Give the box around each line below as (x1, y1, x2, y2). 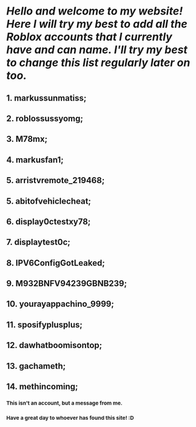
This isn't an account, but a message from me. (6, 399, 123, 406)
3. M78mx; (6, 134, 48, 144)
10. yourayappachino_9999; (6, 299, 114, 309)
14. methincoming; (6, 382, 78, 392)
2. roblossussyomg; (6, 113, 84, 124)
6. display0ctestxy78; (6, 217, 91, 227)
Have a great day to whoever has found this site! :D (6, 414, 135, 421)
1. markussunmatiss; (6, 93, 87, 103)
